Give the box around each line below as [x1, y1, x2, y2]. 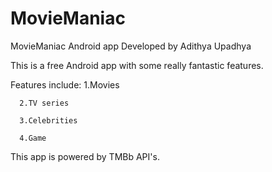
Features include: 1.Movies [10, 78, 120, 91]
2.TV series [19, 98, 70, 108]
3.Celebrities [19, 115, 78, 126]
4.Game [19, 133, 47, 143]
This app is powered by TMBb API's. [10, 150, 160, 162]
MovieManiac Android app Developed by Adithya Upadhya [10, 40, 252, 52]
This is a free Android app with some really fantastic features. [10, 59, 264, 71]
